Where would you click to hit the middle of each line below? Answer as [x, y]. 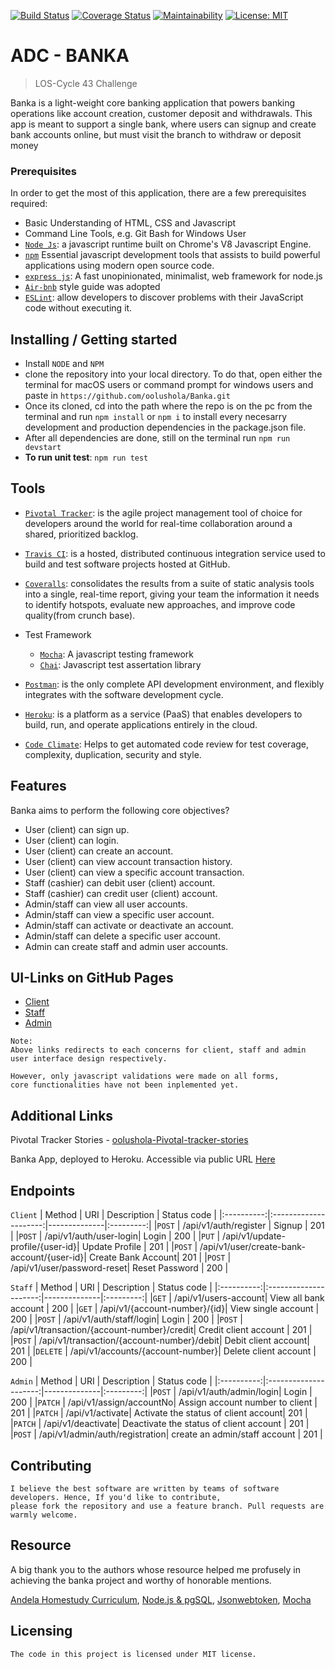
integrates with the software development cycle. [124, 694]
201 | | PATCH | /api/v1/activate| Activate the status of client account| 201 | [159, 1413]
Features [38, 786]
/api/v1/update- [254, 1236]
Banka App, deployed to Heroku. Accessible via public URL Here [143, 1159]
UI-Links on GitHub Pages [92, 978]
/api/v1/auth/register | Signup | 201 [253, 1226]
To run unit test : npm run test [86, 457]
